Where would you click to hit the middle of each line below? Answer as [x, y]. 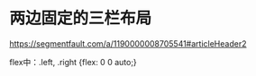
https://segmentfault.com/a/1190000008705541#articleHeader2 [128, 43]
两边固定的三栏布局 [81, 18]
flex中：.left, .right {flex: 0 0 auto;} [73, 62]
